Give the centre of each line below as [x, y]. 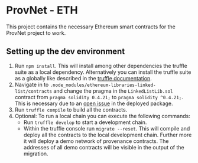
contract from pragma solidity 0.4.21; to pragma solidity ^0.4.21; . [99, 97]
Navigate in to [32, 84]
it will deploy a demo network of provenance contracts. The [96, 141]
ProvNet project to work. [36, 32]
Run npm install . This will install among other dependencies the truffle [101, 66]
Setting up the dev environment [66, 52]
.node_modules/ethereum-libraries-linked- [103, 85]
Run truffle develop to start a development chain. [85, 122]
